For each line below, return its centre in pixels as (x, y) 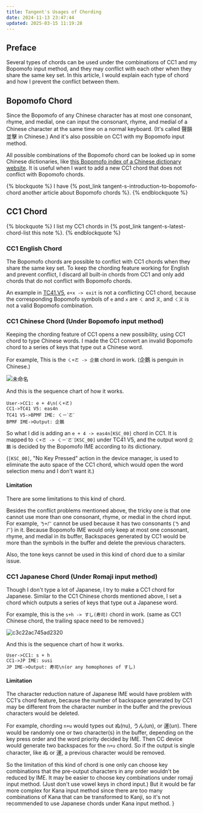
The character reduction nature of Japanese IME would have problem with (99, 694)
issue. (14, 561)
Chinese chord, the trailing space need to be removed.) (75, 621)
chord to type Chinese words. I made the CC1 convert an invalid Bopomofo (99, 341)
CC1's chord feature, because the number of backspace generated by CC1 (99, 700)
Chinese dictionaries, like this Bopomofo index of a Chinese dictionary (94, 162)
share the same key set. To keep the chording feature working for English (98, 268)
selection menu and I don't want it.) (51, 471)
